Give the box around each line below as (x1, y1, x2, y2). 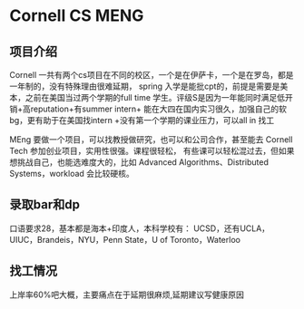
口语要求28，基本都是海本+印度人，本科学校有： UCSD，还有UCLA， (9, 223, 270, 234)
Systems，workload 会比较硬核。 (9, 169, 134, 179)
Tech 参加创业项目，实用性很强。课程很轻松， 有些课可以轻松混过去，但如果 (9, 146, 295, 156)
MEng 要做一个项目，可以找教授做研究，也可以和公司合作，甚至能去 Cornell (9, 134, 293, 145)
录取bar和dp (9, 197, 80, 213)
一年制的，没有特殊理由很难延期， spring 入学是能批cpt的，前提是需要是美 (9, 81, 289, 92)
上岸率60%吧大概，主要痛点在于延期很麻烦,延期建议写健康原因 (9, 289, 245, 300)
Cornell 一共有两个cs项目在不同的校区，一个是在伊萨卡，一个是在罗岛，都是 (9, 70, 294, 80)
